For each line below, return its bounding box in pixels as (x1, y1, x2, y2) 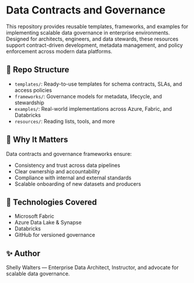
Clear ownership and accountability (14, 168, 101, 175)
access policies (14, 86, 53, 94)
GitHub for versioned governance (14, 231, 95, 238)
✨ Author (6, 248, 41, 258)
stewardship (14, 99, 45, 106)
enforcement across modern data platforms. (6, 47, 113, 54)
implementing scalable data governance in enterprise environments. (6, 29, 171, 36)
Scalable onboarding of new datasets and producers (14, 180, 141, 187)
